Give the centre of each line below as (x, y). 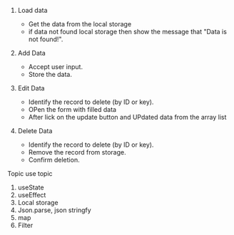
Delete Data (35, 131)
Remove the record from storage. (77, 152)
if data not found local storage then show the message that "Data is (127, 32)
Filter (25, 225)
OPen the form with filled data (72, 109)
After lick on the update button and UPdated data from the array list (127, 117)
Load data (32, 10)
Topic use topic (30, 173)
